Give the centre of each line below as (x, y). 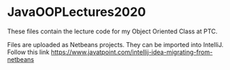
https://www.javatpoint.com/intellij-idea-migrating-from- (132, 52)
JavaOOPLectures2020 (76, 12)
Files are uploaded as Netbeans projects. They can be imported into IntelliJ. (115, 44)
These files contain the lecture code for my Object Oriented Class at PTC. (112, 31)
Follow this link (28, 52)
